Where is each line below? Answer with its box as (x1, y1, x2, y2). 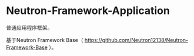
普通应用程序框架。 (6, 24, 53, 31)
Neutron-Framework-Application (6, 4, 170, 17)
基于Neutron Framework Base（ (6, 36, 83, 43)
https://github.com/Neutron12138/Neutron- (84, 36, 189, 43)
